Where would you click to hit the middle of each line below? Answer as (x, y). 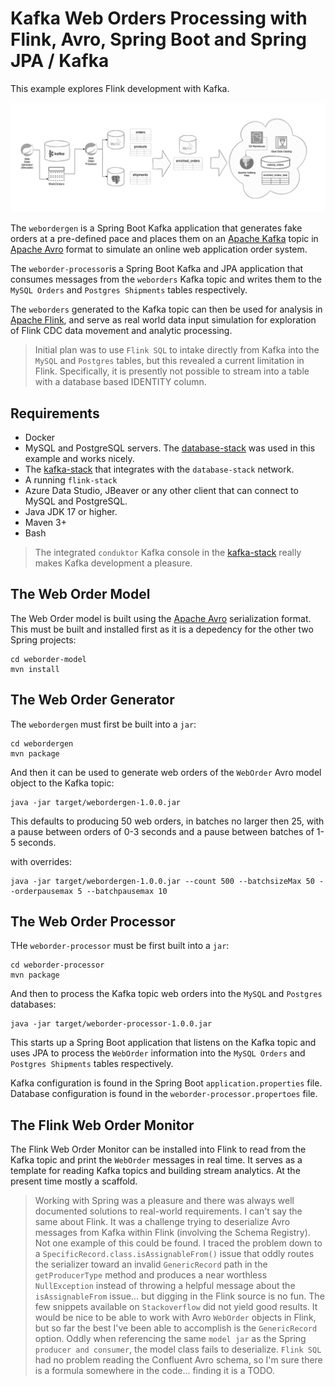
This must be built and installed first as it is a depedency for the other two (162, 629)
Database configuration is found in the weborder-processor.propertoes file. (164, 1094)
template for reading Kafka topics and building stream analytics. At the (155, 1171)
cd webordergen (42, 743)
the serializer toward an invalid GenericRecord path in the (151, 1264)
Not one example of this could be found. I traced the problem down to (178, 1243)
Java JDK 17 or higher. (71, 511)
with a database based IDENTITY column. (120, 382)
